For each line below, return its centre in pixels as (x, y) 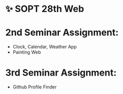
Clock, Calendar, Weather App (45, 47)
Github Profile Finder (35, 87)
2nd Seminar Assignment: (62, 32)
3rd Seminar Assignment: (61, 73)
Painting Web (27, 52)
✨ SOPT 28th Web (45, 9)
